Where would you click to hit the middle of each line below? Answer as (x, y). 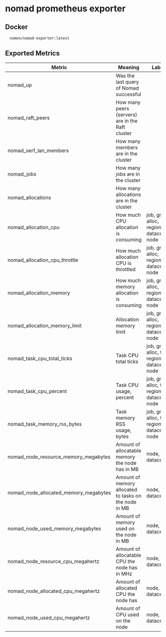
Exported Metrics (33, 53)
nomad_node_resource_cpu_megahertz (54, 561)
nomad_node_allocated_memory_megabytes (59, 492)
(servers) (126, 114)
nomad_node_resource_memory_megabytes (59, 457)
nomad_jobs (22, 174)
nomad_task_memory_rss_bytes (45, 424)
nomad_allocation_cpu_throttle (43, 260)
